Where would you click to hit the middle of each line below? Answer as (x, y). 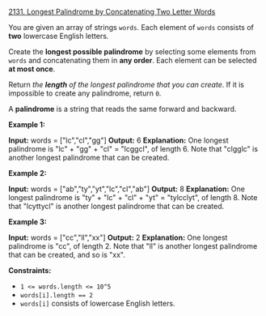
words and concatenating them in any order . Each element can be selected (133, 60)
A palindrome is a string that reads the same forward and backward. (122, 109)
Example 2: (27, 173)
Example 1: (27, 124)
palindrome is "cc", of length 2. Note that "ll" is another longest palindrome (133, 246)
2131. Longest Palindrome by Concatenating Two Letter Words (112, 12)
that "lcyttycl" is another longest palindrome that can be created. (116, 206)
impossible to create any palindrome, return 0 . (85, 93)
